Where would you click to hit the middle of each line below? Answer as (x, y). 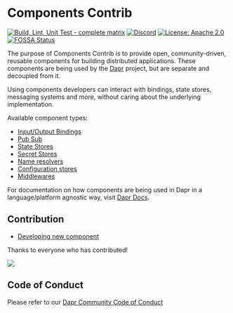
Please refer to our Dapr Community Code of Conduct (85, 302)
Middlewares (36, 176)
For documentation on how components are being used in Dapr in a (105, 189)
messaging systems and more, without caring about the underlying (104, 97)
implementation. (31, 104)
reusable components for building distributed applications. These (102, 60)
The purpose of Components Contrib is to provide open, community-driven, (117, 53)
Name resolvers (40, 161)
